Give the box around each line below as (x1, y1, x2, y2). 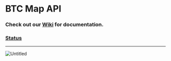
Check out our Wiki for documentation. (5, 21, 104, 28)
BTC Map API (5, 3, 62, 15)
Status (5, 35, 22, 42)
